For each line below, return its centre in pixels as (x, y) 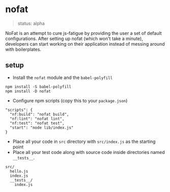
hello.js (19, 171)
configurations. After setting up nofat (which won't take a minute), (74, 39)
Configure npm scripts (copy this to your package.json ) (70, 100)
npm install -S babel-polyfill (38, 87)
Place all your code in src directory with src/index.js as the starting (84, 141)
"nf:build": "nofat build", (40, 114)
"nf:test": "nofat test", (37, 123)
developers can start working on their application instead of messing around (85, 44)
